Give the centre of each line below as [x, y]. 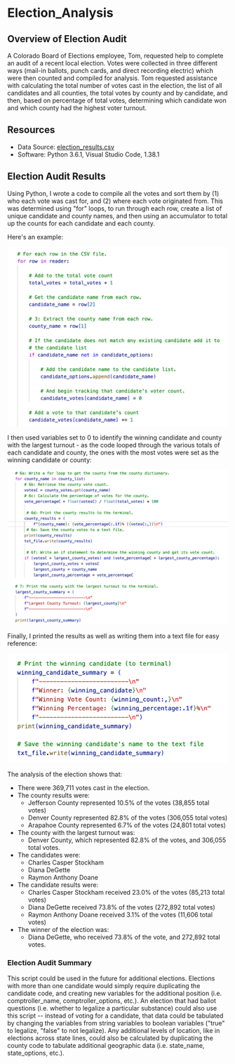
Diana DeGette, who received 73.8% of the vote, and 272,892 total [124, 937]
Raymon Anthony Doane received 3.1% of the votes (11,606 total [120, 915]
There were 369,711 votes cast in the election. [83, 788]
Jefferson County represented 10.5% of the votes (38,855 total [119, 803]
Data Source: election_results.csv [66, 147]
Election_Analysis [60, 13]
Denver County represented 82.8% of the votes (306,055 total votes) [128, 818]
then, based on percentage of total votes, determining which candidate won [117, 100]
